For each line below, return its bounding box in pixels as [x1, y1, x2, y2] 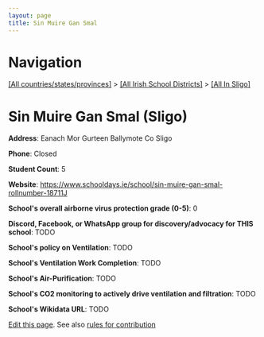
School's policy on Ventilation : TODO [8, 243, 134, 253]
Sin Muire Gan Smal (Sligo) [8, 107, 188, 126]
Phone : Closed [8, 149, 57, 159]
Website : [8, 180, 39, 189]
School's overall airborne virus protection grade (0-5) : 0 [8, 203, 198, 213]
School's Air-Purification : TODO [8, 273, 117, 283]
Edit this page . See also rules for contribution [8, 320, 157, 330]
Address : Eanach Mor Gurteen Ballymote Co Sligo [8, 134, 173, 143]
